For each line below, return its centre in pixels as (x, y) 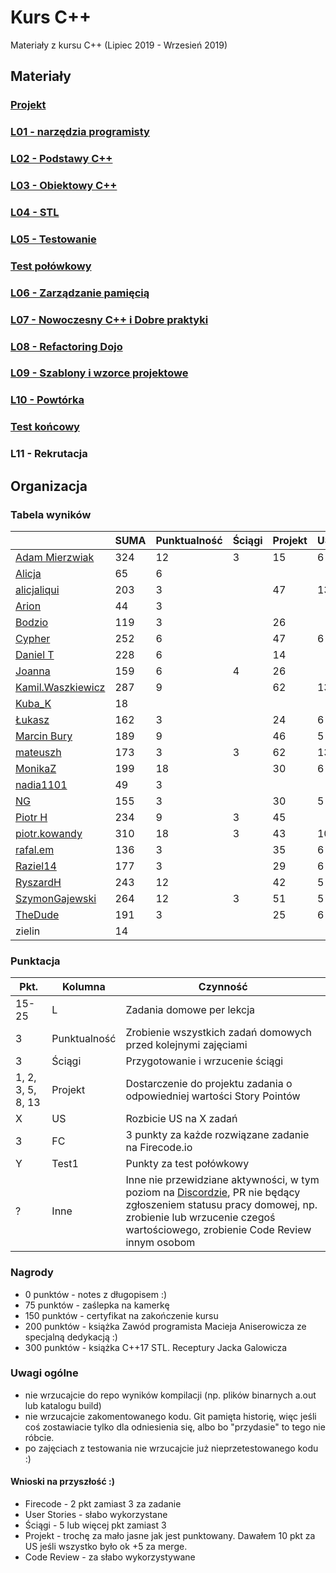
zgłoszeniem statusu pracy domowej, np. (221, 1205)
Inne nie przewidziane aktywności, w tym (222, 1180)
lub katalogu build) (63, 1405)
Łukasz (32, 719)
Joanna (33, 671)
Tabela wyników (51, 514)
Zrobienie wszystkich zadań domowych (218, 1033)
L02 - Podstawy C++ (61, 159)
